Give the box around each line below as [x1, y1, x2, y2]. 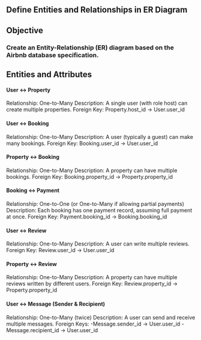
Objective [6, 25, 44, 36]
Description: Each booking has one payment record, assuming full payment [6, 206, 193, 214]
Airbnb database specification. [6, 51, 99, 59]
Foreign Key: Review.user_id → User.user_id [6, 247, 115, 254]
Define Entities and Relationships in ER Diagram [6, 5, 188, 15]
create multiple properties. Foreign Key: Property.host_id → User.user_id [6, 106, 185, 113]
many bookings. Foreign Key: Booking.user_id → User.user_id [6, 140, 158, 147]
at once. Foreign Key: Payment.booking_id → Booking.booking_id [6, 213, 167, 220]
